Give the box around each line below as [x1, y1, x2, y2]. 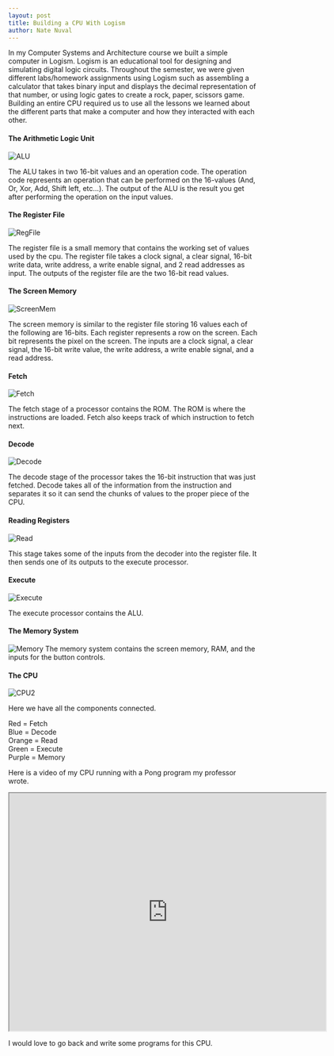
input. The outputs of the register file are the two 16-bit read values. [8, 268, 230, 277]
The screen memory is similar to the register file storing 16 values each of [8, 319, 248, 329]
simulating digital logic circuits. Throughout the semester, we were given [8, 65, 245, 75]
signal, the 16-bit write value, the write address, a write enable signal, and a [8, 344, 255, 354]
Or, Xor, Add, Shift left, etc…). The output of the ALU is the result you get [8, 183, 245, 193]
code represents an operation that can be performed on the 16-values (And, [8, 175, 256, 185]
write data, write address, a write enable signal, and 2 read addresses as [8, 259, 245, 270]
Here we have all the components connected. [8, 703, 157, 714]
